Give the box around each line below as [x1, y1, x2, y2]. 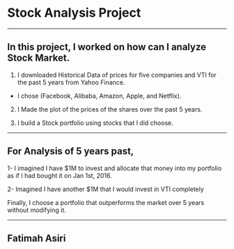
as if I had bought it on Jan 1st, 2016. [7, 171, 113, 179]
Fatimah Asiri [7, 232, 66, 244]
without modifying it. [7, 206, 66, 214]
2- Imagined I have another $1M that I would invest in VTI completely [7, 185, 204, 193]
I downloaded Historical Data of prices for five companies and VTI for [17, 70, 217, 79]
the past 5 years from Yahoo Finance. [17, 78, 125, 86]
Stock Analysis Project [7, 5, 141, 21]
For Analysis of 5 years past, [7, 145, 134, 158]
